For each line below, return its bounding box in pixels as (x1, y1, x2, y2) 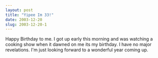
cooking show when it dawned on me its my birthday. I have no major (5, 42, 152, 48)
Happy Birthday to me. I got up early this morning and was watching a (5, 36, 153, 42)
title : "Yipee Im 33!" (5, 12, 54, 17)
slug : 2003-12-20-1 (5, 22, 47, 27)
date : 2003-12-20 (5, 17, 43, 22)
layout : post (5, 7, 33, 13)
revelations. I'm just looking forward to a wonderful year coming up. (5, 47, 149, 53)
